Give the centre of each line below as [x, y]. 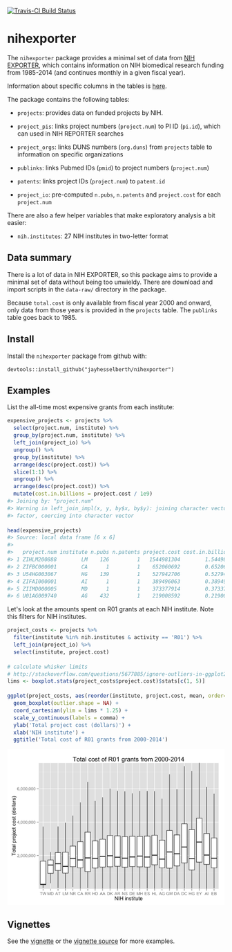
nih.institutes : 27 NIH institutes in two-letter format [93, 236]
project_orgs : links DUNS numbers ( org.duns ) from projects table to [115, 147]
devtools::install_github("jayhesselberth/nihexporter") [91, 369]
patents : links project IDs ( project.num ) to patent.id [91, 181]
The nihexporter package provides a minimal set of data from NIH [101, 57]
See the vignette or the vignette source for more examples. [91, 941]
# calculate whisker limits [48, 667]
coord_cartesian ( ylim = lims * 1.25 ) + [71, 710]
